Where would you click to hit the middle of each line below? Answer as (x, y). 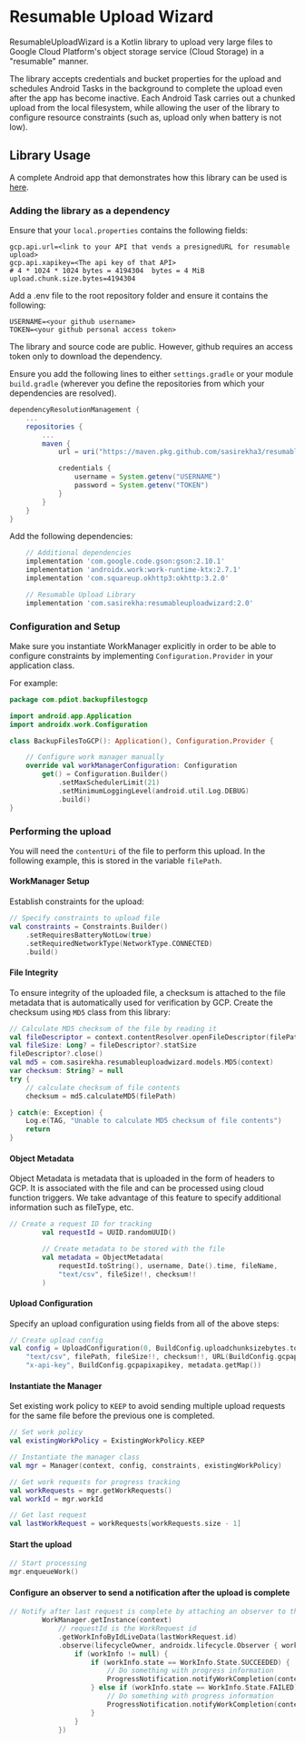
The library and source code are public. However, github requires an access (151, 347)
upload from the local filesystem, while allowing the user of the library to (144, 107)
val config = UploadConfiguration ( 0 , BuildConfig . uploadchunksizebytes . (150, 1349)
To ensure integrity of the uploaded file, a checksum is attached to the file (148, 992)
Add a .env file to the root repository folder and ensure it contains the (139, 296)
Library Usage (50, 156)
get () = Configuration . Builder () (105, 774)
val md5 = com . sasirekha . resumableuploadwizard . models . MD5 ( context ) (142, 1063)
